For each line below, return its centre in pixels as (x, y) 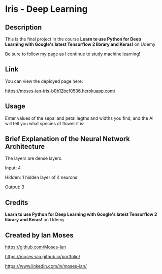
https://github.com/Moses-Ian (36, 247)
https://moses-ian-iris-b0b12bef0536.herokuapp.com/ (60, 91)
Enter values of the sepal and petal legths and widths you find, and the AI (79, 118)
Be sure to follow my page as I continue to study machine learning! (73, 54)
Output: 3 (15, 187)
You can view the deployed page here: (44, 81)
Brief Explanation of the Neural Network (68, 139)
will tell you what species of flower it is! (45, 123)
